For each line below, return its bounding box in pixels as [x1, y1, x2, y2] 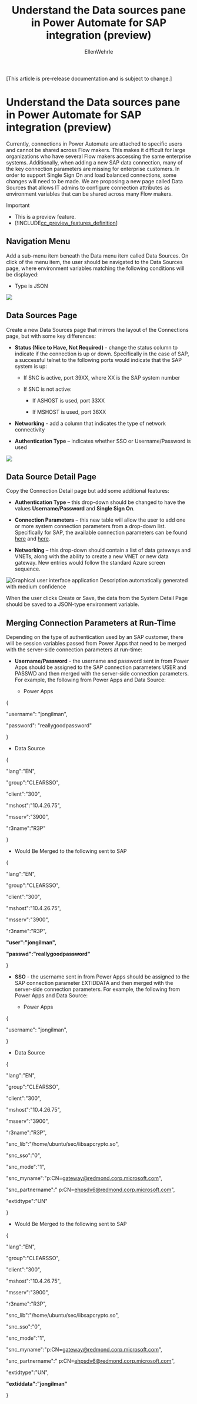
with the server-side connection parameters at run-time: [6, 646, 143, 653]
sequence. [14, 565, 41, 572]
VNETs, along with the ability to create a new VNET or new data [14, 553, 169, 560]
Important [6, 202, 30, 209]
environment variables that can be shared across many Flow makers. [6, 190, 173, 197]
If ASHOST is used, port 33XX [32, 397, 105, 404]
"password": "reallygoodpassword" [6, 722, 92, 729]
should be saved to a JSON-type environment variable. [6, 601, 139, 608]
